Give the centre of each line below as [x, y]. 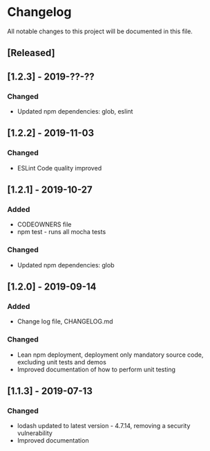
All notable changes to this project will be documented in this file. [100, 31]
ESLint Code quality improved [59, 168]
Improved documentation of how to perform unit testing [96, 369]
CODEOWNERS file [44, 224]
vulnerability [35, 433]
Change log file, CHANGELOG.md [65, 321]
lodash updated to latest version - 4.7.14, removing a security [104, 426]
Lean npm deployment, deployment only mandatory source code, [110, 355]
